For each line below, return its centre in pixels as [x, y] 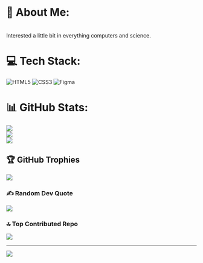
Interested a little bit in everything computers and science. [79, 35]
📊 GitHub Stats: [47, 108]
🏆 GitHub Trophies [43, 160]
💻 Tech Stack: [43, 61]
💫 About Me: [38, 12]
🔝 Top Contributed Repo [42, 224]
